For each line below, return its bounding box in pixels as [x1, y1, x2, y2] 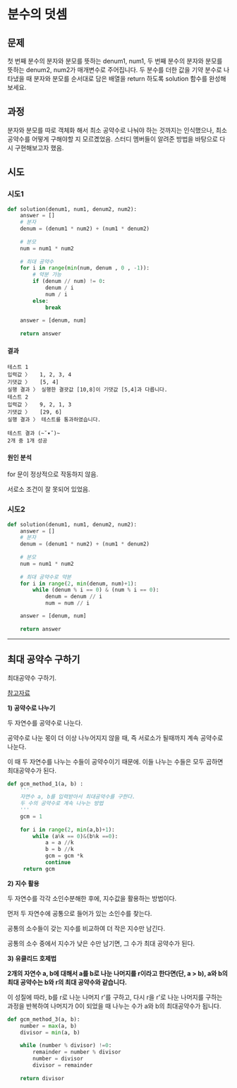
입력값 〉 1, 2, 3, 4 [7, 371, 72, 378]
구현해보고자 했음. [14, 143, 64, 152]
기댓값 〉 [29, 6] [7, 409, 62, 416]
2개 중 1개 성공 [7, 437, 48, 445]
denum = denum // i [44, 593, 102, 600]
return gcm [23, 865, 55, 872]
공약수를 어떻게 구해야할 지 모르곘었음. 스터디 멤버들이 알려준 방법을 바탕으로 [7, 135, 219, 143]
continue [44, 859, 71, 866]
